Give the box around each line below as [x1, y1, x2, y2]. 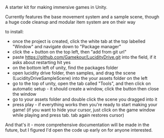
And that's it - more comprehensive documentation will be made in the [5, 122, 150, 128]
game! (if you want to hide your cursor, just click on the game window [12, 107, 156, 113]
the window [12, 91, 37, 97]
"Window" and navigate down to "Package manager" [12, 44, 121, 49]
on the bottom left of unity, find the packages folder [12, 65, 118, 70]
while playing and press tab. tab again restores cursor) [12, 112, 124, 118]
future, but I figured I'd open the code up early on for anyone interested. [5, 127, 153, 133]
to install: [5, 29, 24, 34]
